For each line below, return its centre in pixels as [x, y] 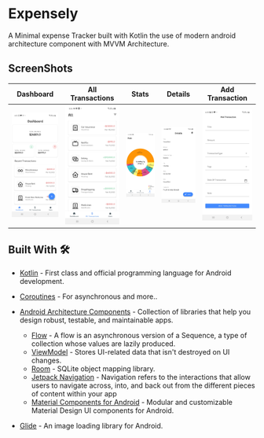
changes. [46, 360]
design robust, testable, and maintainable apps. [96, 320]
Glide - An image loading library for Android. [91, 425]
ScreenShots [40, 69]
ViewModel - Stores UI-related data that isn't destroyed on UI [130, 352]
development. [42, 281]
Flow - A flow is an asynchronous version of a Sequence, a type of [139, 335]
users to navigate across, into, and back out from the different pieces [143, 385]
